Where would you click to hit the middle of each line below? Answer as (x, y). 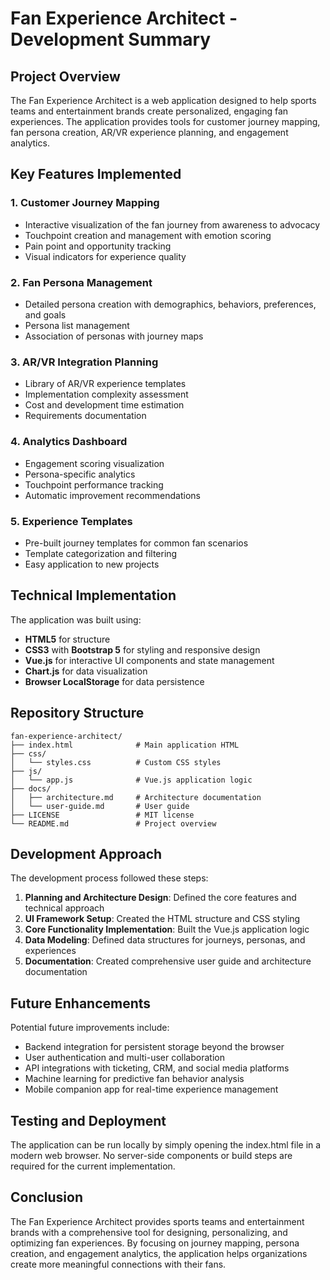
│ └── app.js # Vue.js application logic (131, 780)
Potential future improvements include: (90, 1028)
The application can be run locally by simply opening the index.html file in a (166, 1144)
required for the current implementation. (93, 1166)
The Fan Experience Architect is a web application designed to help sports (163, 100)
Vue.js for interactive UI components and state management (149, 660)
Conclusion (47, 1197)
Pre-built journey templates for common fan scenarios (136, 543)
